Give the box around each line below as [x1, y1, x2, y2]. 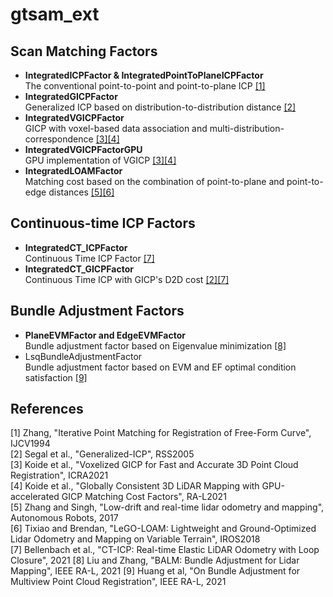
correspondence [24, 133, 94, 145]
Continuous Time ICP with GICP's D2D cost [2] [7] [24, 273, 230, 285]
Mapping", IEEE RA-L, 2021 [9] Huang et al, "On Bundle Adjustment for [10, 565, 301, 577]
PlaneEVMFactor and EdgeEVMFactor [24, 329, 186, 341]
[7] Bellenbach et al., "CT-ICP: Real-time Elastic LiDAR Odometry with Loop [10, 544, 320, 556]
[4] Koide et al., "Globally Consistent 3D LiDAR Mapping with [10, 480, 260, 492]
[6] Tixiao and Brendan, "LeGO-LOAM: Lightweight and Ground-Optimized [10, 523, 317, 535]
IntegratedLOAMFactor [24, 165, 123, 177]
